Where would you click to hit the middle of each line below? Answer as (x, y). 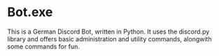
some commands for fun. (44, 46)
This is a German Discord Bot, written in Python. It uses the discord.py (108, 31)
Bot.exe (30, 12)
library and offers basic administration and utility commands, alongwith (109, 38)
